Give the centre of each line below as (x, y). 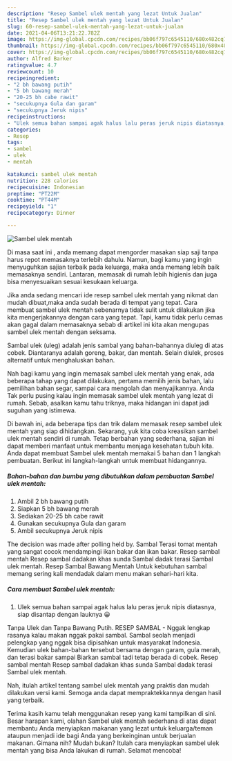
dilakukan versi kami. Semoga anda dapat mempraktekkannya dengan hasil (114, 692)
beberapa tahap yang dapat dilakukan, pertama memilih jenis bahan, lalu (110, 380)
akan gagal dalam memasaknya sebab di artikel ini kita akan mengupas (108, 324)
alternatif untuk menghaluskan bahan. (61, 360)
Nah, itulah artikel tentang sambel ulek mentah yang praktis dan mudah (108, 685)
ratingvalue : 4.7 (32, 65)
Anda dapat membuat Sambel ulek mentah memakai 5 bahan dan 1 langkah (114, 453)
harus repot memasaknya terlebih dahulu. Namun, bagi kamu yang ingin (109, 259)
